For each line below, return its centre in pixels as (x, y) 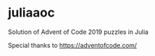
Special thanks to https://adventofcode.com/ (73, 45)
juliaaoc (32, 13)
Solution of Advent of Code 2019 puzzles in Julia (79, 32)
